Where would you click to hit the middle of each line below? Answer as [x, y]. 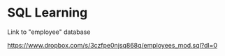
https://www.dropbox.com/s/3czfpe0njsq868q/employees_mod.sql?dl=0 [112, 45]
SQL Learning [48, 13]
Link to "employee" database [49, 32]
